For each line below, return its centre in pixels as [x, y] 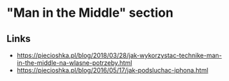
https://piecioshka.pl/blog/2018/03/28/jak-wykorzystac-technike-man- [119, 55]
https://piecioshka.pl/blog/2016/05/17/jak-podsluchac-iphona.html [112, 70]
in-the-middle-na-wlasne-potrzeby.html [74, 63]
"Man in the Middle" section [90, 13]
